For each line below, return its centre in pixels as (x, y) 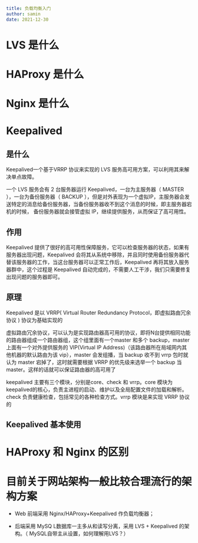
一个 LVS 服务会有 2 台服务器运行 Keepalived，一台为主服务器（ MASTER (95, 190)
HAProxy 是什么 (45, 74)
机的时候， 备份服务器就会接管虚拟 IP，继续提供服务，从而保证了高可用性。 (98, 212)
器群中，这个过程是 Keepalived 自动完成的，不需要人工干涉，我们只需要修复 (98, 269)
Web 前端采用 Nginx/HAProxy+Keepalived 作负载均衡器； (85, 513)
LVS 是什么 (33, 45)
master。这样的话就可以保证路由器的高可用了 (61, 369)
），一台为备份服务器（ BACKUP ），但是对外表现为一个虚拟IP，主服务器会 (95, 197)
